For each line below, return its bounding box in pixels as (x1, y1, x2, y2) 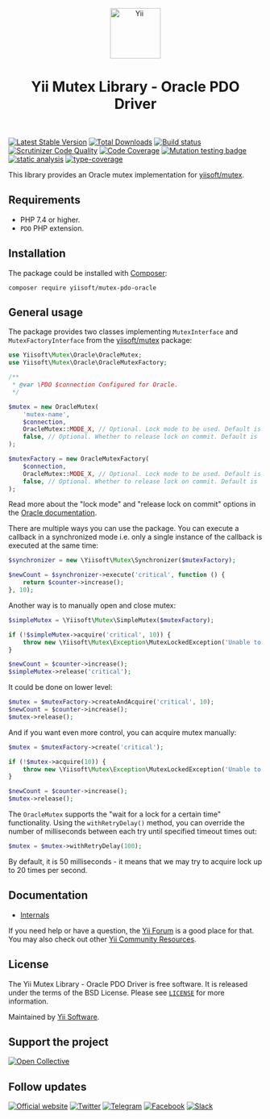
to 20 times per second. (8, 865, 88, 875)
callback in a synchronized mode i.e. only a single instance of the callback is (8, 532, 263, 542)
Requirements (8, 194, 81, 207)
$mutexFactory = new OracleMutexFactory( (8, 455, 150, 463)
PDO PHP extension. (19, 223, 85, 233)
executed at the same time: (8, 541, 99, 550)
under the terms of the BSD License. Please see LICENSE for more (8, 987, 225, 997)
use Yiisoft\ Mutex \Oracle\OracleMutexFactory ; (8, 359, 168, 367)
